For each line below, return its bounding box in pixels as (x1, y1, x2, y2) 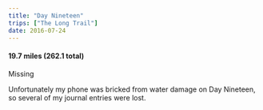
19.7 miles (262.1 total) (8, 51, 85, 61)
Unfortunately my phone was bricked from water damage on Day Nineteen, (8, 84, 256, 94)
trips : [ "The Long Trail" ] (8, 19, 98, 27)
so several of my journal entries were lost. (8, 92, 146, 102)
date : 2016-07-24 (8, 26, 66, 34)
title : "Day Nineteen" (8, 11, 84, 20)
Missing (8, 69, 34, 78)
